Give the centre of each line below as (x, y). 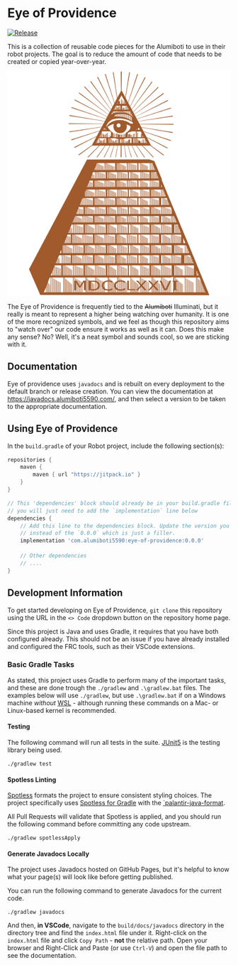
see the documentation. (42, 956)
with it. (17, 344)
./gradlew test (30, 764)
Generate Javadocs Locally (49, 854)
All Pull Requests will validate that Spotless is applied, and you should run (114, 817)
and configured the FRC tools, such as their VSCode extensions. (101, 646)
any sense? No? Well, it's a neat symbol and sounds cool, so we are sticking (118, 337)
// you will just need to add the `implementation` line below (103, 511)
